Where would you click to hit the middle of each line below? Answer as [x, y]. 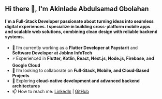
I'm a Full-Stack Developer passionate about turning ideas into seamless [79, 21]
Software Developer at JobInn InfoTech [52, 53]
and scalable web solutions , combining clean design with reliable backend [81, 32]
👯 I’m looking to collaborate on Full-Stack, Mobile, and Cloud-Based [81, 70]
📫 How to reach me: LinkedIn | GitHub [51, 91]
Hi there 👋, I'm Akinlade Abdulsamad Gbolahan [77, 9]
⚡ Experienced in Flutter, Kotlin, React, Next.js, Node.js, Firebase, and [83, 58]
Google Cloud [26, 65]
